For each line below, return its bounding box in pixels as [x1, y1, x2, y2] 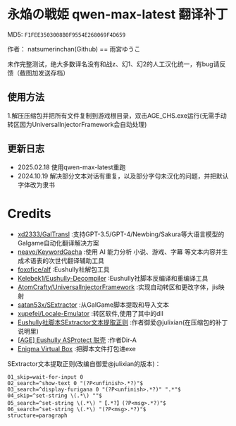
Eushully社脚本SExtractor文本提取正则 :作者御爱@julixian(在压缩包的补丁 [17, 318, 228, 327]
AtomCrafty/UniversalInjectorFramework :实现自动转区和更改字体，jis [17, 283, 219, 291]
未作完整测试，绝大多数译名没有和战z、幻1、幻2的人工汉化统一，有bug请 [7, 59, 220, 68]
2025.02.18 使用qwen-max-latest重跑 [17, 163, 126, 171]
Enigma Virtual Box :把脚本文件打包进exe [17, 344, 136, 353]
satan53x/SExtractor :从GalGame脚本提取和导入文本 [17, 300, 170, 309]
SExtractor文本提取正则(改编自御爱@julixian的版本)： [7, 359, 161, 367]
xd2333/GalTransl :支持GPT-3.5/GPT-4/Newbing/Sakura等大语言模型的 [17, 230, 225, 238]
